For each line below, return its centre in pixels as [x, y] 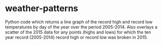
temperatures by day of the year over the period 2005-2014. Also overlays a [81, 27]
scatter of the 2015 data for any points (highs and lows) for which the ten [78, 32]
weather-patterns [42, 8]
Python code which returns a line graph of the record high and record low [79, 22]
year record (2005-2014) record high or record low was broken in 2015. [77, 37]
